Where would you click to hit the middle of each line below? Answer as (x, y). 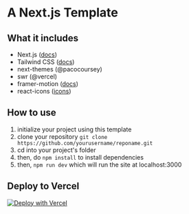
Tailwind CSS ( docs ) (46, 62)
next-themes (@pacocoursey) (60, 69)
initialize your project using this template (74, 129)
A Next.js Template (63, 13)
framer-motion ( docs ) (48, 84)
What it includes (43, 38)
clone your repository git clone (62, 136)
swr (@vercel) (37, 76)
